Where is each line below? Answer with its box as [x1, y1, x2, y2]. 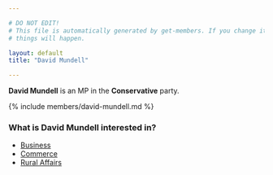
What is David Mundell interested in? [8, 122, 157, 133]
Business [19, 140, 51, 151]
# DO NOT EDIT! [8, 19, 60, 27]
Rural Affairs [19, 158, 63, 168]
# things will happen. [8, 34, 85, 42]
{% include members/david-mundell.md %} [8, 102, 154, 112]
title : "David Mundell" [8, 56, 89, 65]
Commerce [19, 149, 58, 159]
